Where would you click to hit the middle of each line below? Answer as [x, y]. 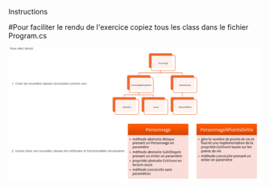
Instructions [28, 12]
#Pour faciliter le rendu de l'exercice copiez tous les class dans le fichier [128, 27]
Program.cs [27, 36]
